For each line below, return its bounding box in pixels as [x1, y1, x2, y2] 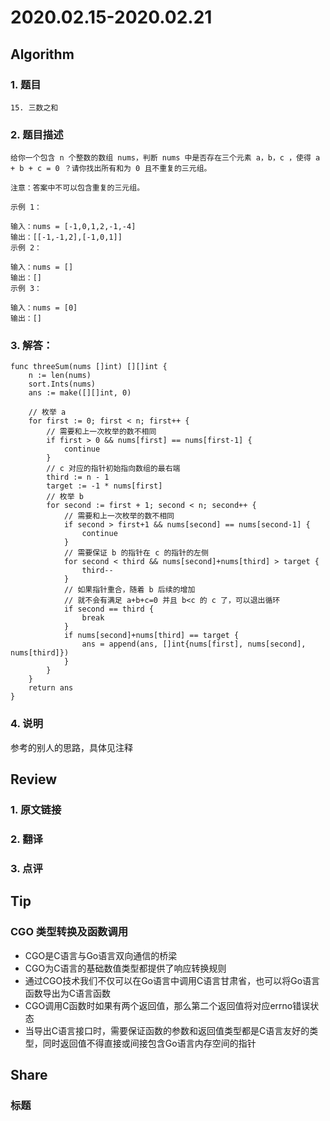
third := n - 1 [46, 472, 110, 483]
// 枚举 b [46, 492, 84, 502]
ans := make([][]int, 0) [28, 388, 132, 398]
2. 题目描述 [10, 127, 64, 141]
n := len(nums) [28, 371, 92, 381]
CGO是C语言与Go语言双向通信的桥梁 [24, 949, 178, 961]
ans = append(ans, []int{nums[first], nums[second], [81, 639, 307, 650]
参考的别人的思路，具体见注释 [10, 741, 133, 753]
